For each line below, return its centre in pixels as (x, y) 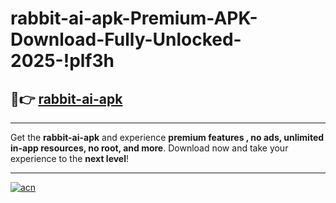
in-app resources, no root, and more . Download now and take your (149, 148)
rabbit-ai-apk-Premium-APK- (134, 18)
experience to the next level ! (70, 158)
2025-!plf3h (62, 61)
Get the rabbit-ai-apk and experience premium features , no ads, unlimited (167, 137)
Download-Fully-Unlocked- (126, 39)
